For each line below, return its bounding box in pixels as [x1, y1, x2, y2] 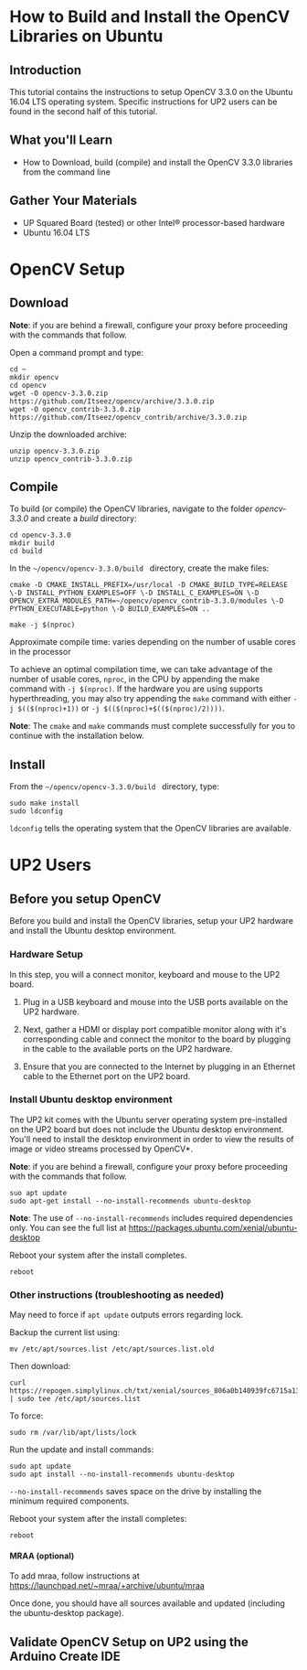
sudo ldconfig [9, 807, 64, 816]
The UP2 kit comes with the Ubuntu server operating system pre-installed [9, 1114, 288, 1125]
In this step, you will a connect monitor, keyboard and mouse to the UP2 [9, 969, 281, 980]
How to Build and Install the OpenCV [9, 6, 291, 27]
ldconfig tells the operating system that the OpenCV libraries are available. [9, 823, 291, 834]
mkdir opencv [9, 372, 59, 381]
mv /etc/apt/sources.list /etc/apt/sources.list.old [9, 1344, 215, 1354]
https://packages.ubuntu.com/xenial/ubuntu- [128, 1222, 298, 1233]
